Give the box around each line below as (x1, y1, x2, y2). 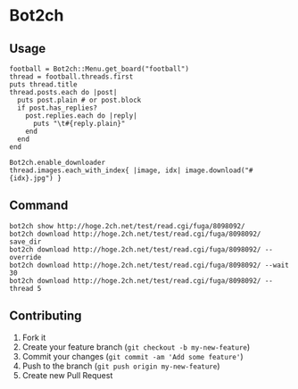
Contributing (9, 309, 82, 324)
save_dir (9, 237, 42, 246)
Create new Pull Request (21, 369, 113, 380)
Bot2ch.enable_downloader (9, 158, 105, 167)
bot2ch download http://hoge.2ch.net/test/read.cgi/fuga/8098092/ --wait (9, 261, 290, 269)
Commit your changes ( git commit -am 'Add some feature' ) (21, 351, 244, 361)
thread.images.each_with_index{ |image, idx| (9, 166, 181, 175)
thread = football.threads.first (9, 72, 134, 81)
